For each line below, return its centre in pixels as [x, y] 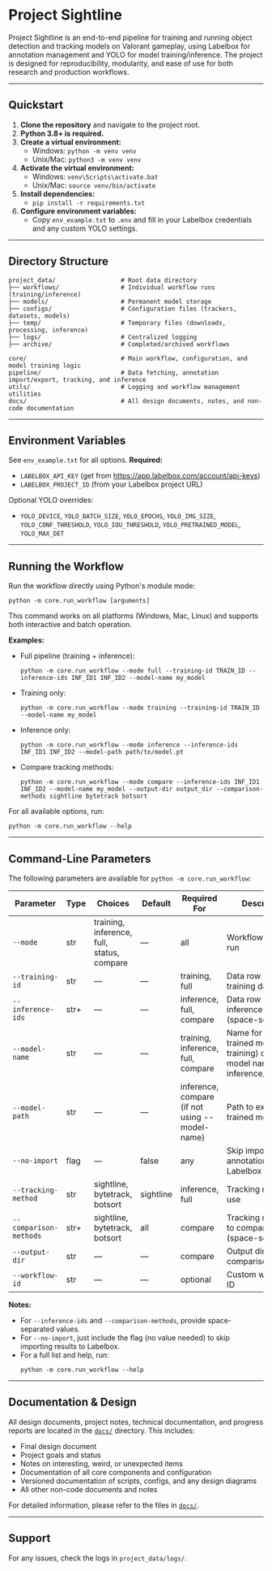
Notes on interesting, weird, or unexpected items [102, 1463]
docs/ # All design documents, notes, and [126, 401]
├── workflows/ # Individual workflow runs [112, 287]
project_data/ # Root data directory [103, 280]
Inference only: [45, 730]
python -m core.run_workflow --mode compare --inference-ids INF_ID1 [140, 782]
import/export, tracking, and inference [78, 379]
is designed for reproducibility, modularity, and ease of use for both [121, 63]
